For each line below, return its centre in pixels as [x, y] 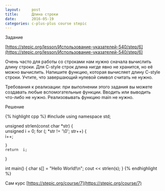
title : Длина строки [32, 14]
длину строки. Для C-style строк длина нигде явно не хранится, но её [79, 67]
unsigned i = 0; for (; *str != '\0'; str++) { [46, 131]
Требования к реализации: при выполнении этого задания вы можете [79, 87]
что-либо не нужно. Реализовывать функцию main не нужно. [69, 97]
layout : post [23, 10]
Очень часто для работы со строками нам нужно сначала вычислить [78, 62]
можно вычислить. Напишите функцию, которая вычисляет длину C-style [83, 72]
